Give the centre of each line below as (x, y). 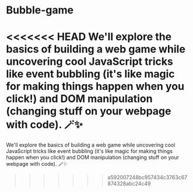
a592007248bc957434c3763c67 (148, 177)
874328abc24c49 (129, 184)
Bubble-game (40, 10)
